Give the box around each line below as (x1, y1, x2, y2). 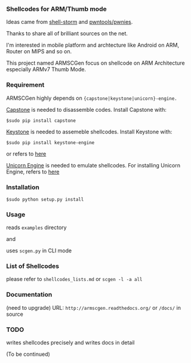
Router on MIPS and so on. (6, 48, 72, 55)
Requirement (6, 81, 45, 89)
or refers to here (6, 150, 47, 157)
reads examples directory (6, 224, 67, 231)
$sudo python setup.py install (6, 196, 84, 202)
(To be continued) (6, 350, 51, 358)
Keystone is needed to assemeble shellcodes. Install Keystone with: (6, 128, 172, 135)
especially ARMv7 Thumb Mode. (6, 66, 87, 73)
